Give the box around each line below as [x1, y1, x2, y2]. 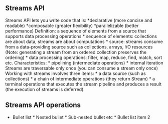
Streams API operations [5, 101, 81, 109]
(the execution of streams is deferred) [5, 86, 84, 92]
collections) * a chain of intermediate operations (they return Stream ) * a [5, 75, 155, 81]
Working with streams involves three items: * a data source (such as [5, 70, 146, 76]
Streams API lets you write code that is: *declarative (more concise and [5, 17, 152, 23]
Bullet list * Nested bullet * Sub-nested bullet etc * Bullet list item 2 [12, 114, 150, 120]
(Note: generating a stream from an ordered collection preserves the [5, 49, 147, 55]
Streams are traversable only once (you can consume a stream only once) [5, 65, 158, 71]
